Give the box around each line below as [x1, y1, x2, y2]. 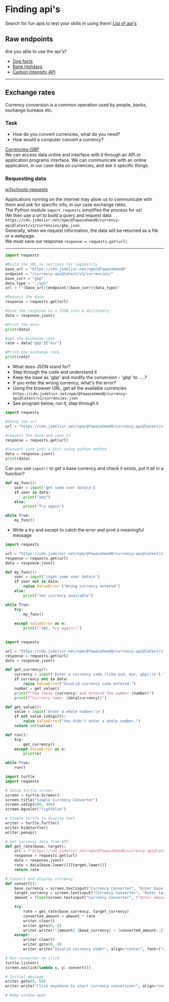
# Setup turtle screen [5, 788, 53, 793]
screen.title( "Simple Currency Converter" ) [5, 797, 98, 802]
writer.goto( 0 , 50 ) [5, 979, 46, 984]
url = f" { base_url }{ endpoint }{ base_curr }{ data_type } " [5, 285, 121, 291]
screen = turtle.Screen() [5, 792, 59, 798]
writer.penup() [5, 830, 37, 835]
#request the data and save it [5, 433, 71, 438]
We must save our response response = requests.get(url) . [5, 238, 129, 245]
